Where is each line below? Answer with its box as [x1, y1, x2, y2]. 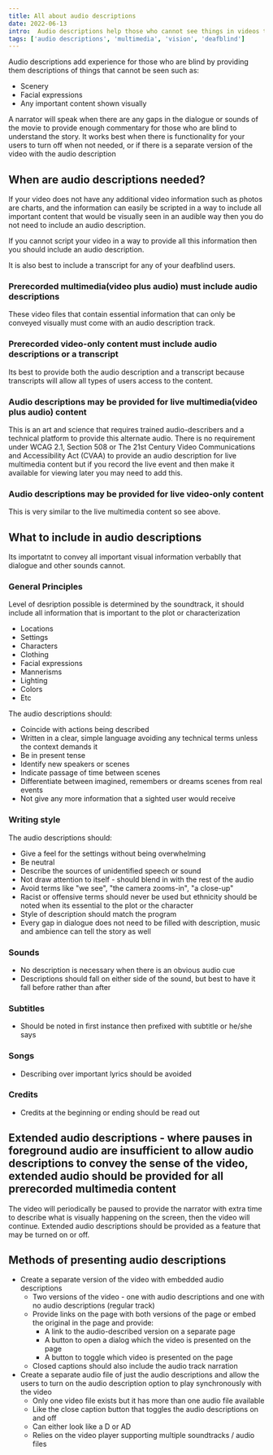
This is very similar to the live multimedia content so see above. [8, 506, 221, 517]
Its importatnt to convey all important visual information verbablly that [8, 552, 241, 562]
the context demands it [19, 742, 98, 752]
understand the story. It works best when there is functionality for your [8, 132, 245, 142]
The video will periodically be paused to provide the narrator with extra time [8, 1203, 262, 1213]
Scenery [19, 81, 49, 91]
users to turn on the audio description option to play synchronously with [19, 1378, 262, 1388]
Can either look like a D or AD [32, 1422, 132, 1431]
